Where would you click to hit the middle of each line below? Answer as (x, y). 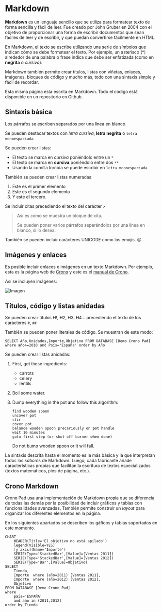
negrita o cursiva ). (24, 62)
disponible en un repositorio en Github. (44, 97)
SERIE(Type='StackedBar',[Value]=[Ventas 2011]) (64, 554)
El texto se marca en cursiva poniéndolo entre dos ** (65, 162)
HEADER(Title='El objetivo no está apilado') (61, 541)
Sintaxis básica (29, 112)
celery (26, 378)
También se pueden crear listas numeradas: (49, 177)
